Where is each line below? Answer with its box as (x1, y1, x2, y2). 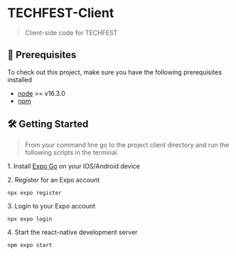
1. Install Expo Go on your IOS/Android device (7, 162, 141, 170)
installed (7, 75, 33, 84)
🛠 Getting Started (7, 118, 89, 130)
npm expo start (7, 241, 53, 249)
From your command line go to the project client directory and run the (24, 140, 230, 149)
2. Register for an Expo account (7, 175, 100, 184)
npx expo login (7, 215, 53, 223)
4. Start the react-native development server (7, 228, 138, 236)
